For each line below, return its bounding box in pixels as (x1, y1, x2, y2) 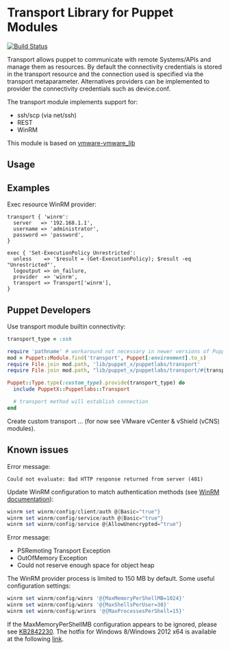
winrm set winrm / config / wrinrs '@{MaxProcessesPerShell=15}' (7, 608, 186, 615)
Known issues (7, 444, 69, 456)
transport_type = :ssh (7, 335, 72, 342)
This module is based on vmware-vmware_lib (7, 139, 136, 147)
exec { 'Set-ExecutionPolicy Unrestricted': (7, 250, 136, 256)
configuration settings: (7, 581, 71, 590)
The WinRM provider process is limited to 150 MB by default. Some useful (7, 575, 215, 583)
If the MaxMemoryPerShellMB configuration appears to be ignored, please (7, 620, 218, 628)
